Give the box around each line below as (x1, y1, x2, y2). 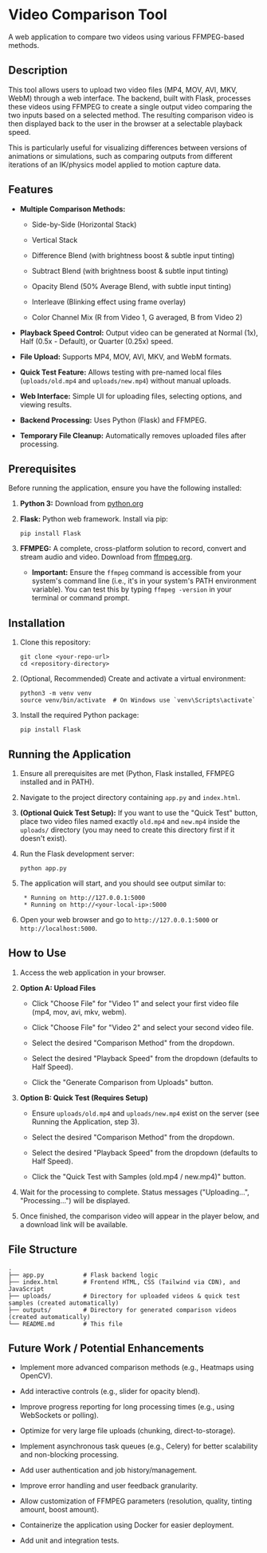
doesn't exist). (19, 834, 68, 843)
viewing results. (19, 399, 72, 409)
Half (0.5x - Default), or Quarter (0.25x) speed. (19, 336, 174, 346)
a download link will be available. (19, 1219, 128, 1229)
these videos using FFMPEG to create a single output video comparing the (8, 101, 253, 111)
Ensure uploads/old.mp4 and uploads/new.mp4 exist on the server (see (31, 1108, 260, 1118)
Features (8, 183, 53, 196)
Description (8, 64, 68, 77)
